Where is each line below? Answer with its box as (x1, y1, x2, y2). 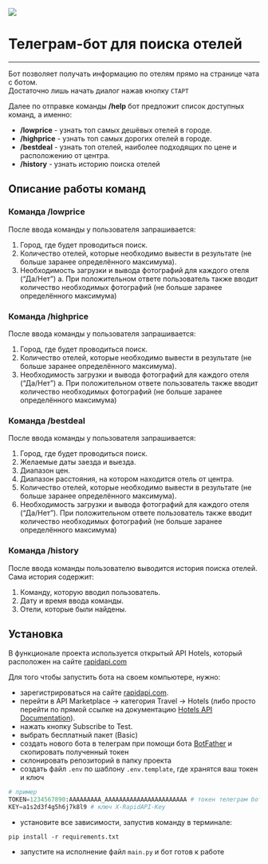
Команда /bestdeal (8, 415, 85, 426)
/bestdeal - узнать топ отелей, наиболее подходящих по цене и (19, 142, 237, 152)
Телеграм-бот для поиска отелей (8, 35, 242, 54)
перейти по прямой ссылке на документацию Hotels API (19, 705, 213, 715)
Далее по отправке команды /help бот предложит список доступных (8, 101, 245, 111)
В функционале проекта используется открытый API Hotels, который (8, 648, 242, 658)
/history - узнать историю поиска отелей (19, 159, 161, 168)
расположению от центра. (19, 150, 110, 160)
